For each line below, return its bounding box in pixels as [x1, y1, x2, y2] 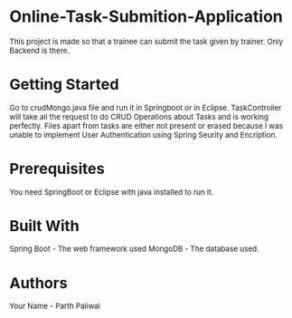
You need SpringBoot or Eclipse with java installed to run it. [9, 187, 214, 197]
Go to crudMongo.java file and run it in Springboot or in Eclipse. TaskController [9, 102, 282, 112]
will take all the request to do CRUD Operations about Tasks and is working [9, 111, 269, 121]
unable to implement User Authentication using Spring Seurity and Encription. [9, 130, 278, 140]
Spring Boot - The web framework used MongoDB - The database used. [9, 244, 259, 255]
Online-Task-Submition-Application [9, 6, 283, 27]
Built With [9, 216, 80, 235]
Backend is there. [9, 45, 71, 55]
